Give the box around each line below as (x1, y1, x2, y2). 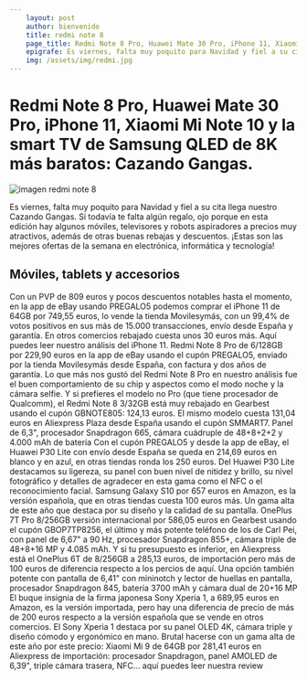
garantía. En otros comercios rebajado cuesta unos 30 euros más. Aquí (9, 330, 277, 341)
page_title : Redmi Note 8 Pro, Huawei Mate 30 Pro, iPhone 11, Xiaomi (26, 38, 301, 48)
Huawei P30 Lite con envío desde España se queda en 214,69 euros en (9, 446, 277, 457)
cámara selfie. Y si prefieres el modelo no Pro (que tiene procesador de (9, 388, 279, 398)
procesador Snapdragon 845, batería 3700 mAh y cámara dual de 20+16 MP (9, 582, 298, 593)
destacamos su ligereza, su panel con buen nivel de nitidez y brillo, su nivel (9, 465, 294, 476)
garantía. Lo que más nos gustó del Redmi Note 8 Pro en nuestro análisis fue (9, 368, 298, 379)
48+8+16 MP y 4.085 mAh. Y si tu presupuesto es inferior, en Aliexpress (9, 543, 281, 554)
